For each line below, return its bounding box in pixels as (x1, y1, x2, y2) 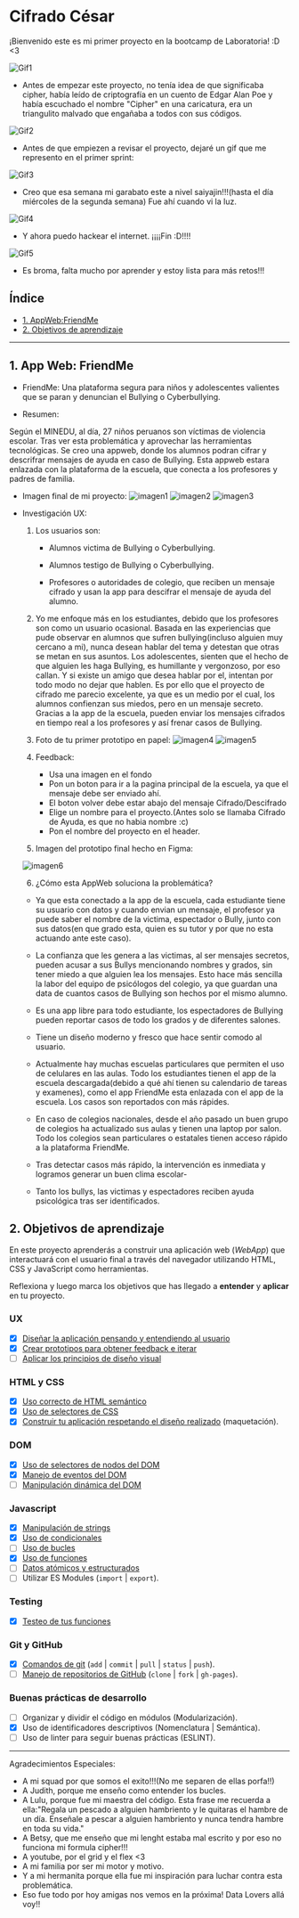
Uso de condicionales (21, 1532, 102, 1543)
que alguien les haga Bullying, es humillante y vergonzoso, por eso (35, 660, 281, 671)
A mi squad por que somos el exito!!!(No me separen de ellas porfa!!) (21, 1775, 275, 1786)
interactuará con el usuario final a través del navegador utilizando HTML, (9, 1254, 276, 1265)
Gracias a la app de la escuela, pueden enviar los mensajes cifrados (35, 707, 286, 718)
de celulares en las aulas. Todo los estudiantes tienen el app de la (35, 1067, 277, 1079)
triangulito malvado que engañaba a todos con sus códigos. (21, 108, 242, 118)
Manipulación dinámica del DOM (21, 1479, 142, 1490)
